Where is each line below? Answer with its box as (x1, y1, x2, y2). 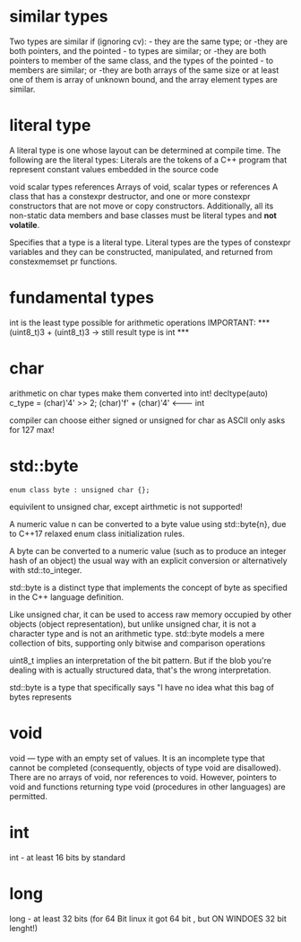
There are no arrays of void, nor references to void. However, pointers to (9, 771, 278, 782)
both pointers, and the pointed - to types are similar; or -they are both (9, 45, 267, 56)
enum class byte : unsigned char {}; (9, 485, 150, 495)
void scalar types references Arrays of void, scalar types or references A (9, 181, 279, 192)
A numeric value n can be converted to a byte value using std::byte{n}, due (9, 518, 287, 529)
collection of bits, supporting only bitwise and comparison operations (9, 638, 266, 648)
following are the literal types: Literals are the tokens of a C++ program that (9, 154, 288, 165)
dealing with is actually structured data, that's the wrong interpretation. (9, 665, 271, 675)
